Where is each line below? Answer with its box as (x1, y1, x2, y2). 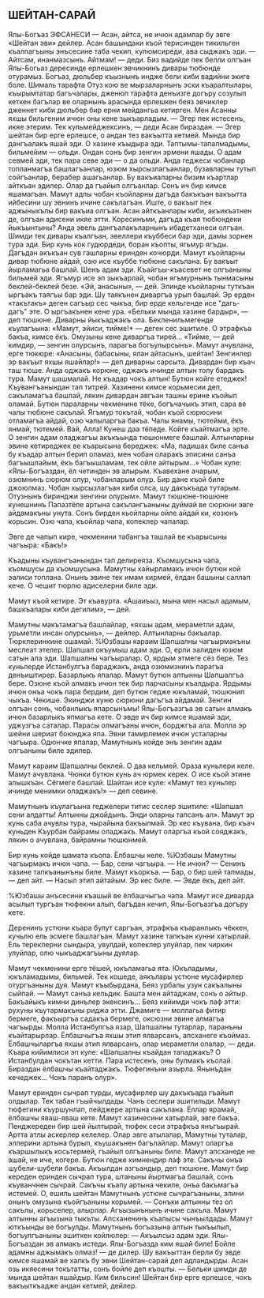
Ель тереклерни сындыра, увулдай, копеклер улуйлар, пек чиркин (8, 939, 232, 949)
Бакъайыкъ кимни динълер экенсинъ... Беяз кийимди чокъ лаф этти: (8, 997, 241, 1006)
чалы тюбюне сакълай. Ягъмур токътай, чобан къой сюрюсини (8, 407, 222, 416)
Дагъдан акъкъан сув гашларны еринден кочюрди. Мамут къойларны (8, 247, 246, 258)
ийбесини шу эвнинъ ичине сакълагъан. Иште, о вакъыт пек (8, 198, 213, 207)
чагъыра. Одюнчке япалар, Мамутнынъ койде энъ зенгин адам (8, 737, 222, 747)
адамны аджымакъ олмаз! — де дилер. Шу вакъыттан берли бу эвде (8, 1247, 241, 1257)
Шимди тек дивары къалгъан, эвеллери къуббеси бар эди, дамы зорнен (8, 231, 254, 240)
